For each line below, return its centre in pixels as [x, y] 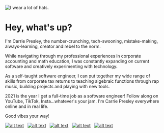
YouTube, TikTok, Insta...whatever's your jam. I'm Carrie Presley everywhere [82, 101]
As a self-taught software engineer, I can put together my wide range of [78, 76]
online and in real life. [27, 106]
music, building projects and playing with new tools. [57, 86]
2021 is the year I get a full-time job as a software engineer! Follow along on [82, 96]
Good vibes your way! [27, 116]
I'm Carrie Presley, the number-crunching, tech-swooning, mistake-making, [82, 41]
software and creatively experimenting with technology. [61, 66]
